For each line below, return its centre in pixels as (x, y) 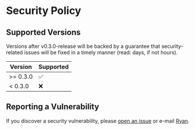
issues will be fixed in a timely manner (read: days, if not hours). (101, 52)
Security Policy (44, 11)
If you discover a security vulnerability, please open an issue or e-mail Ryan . (98, 121)
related (15, 52)
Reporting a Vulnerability (53, 107)
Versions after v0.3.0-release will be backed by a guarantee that (83, 46)
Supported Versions (43, 32)
